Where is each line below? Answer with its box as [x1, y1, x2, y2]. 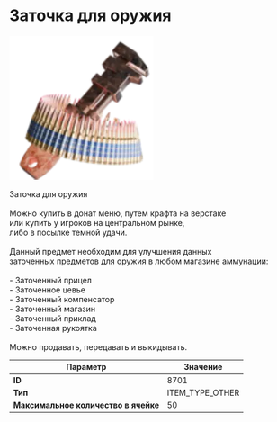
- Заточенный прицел [9, 274, 93, 285]
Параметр [66, 362, 107, 373]
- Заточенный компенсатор [9, 293, 115, 304]
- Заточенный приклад [9, 312, 96, 324]
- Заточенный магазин [9, 303, 96, 314]
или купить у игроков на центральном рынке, [9, 217, 185, 228]
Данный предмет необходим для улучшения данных [9, 246, 212, 256]
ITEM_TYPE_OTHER [166, 387, 240, 398]
